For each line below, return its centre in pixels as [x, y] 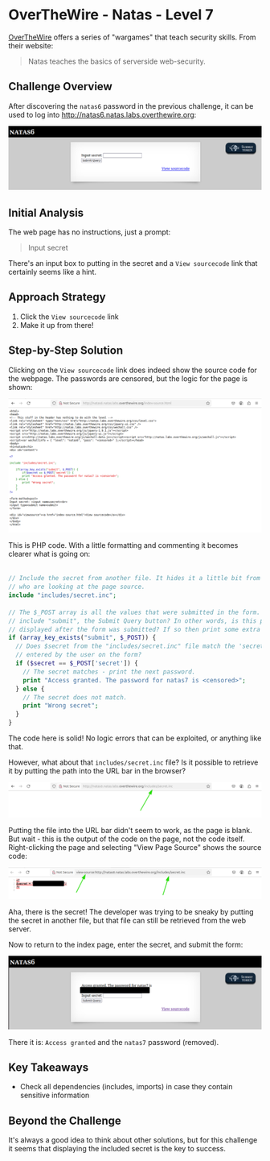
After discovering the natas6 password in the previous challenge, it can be [131, 106]
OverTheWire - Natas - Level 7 [111, 15]
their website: [31, 45]
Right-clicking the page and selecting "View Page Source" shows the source [135, 848]
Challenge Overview [60, 87]
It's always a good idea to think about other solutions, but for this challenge [133, 1140]
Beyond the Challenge [65, 1120]
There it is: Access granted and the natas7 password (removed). [114, 1042]
